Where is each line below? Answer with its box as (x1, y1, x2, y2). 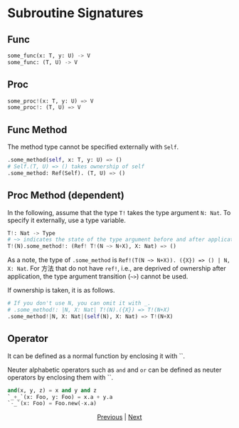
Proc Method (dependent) (7, 189, 124, 202)
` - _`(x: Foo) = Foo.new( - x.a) (7, 400, 97, 407)
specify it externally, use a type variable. (7, 216, 126, 224)
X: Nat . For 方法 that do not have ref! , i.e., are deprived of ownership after (7, 264, 226, 273)
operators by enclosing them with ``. (7, 372, 114, 382)
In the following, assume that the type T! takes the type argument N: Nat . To (7, 208, 231, 216)
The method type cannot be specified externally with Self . (7, 142, 179, 151)
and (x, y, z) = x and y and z (7, 387, 97, 394)
